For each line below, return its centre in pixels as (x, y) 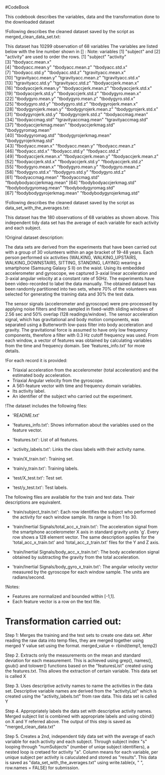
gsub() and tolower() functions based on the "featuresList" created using (79, 665)
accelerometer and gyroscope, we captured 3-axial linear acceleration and (81, 273)
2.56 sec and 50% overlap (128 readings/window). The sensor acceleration (82, 314)
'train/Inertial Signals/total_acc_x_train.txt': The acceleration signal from (85, 527)
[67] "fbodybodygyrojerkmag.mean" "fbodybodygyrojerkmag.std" (72, 193)
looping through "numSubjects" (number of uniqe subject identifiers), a (77, 746)
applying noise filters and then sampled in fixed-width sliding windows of (79, 309)
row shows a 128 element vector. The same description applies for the (83, 537)
